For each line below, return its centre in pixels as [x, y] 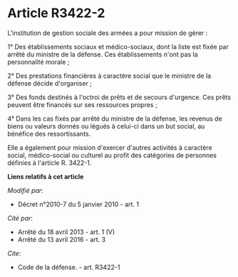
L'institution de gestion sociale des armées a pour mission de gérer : [108, 33]
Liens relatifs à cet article [46, 176]
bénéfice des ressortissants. [49, 134]
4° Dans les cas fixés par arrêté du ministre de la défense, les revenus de [115, 119]
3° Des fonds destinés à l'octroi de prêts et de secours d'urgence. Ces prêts [119, 97]
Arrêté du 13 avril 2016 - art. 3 [62, 239]
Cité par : [20, 218]
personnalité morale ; [38, 61]
